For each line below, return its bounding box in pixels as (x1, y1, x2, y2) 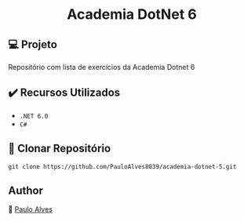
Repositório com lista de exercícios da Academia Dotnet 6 (8, 63, 195, 71)
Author (8, 184, 43, 198)
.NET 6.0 (19, 112, 49, 120)
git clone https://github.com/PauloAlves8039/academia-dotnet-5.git (8, 162, 237, 170)
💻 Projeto (8, 38, 57, 51)
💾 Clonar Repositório (8, 142, 111, 155)
